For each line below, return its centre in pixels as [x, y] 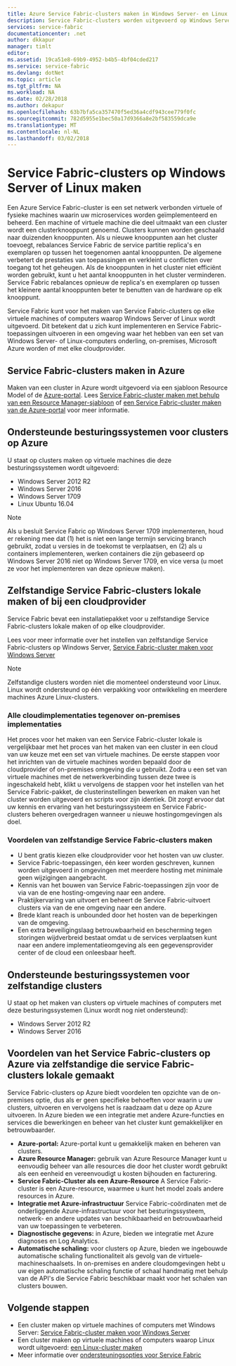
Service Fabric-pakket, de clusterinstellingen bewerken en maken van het [114, 791]
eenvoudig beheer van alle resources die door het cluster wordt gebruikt [122, 1166]
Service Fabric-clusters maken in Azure [96, 371]
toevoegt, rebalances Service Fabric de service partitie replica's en [104, 245]
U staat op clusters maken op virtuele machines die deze [90, 460]
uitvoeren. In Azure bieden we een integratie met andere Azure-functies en [116, 1114]
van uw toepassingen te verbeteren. [70, 1226]
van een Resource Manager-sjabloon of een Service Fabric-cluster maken [114, 403]
